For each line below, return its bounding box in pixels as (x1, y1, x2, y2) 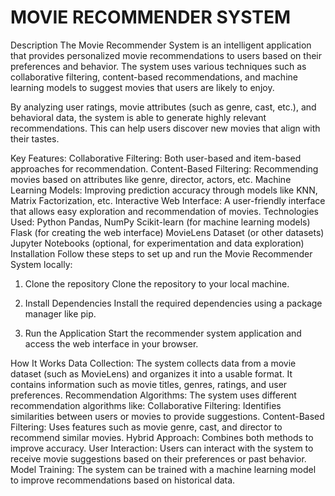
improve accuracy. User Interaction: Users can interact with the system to (10, 442, 314, 454)
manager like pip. (24, 307, 97, 320)
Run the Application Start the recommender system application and (24, 327, 302, 339)
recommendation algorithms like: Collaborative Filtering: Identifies (10, 399, 282, 411)
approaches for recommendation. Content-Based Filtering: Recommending (10, 162, 319, 175)
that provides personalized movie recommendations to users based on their (10, 49, 323, 61)
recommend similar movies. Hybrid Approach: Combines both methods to (10, 431, 314, 443)
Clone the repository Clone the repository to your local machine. (24, 277, 290, 290)
